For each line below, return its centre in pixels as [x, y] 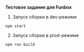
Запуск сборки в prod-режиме [46, 35]
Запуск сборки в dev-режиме [45, 17]
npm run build [20, 44]
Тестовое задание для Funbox [38, 7]
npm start [16, 26]
